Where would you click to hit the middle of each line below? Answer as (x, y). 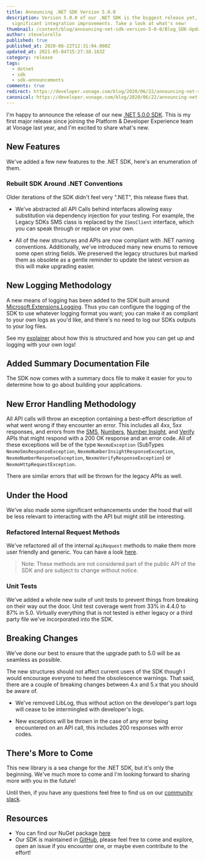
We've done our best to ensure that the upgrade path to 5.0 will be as (94, 653)
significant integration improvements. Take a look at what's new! (99, 23)
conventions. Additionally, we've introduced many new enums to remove (106, 247)
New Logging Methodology (59, 286)
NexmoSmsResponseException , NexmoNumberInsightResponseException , (91, 451)
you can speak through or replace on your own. (75, 228)
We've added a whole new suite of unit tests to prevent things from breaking (102, 599)
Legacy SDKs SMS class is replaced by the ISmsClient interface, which (104, 222)
